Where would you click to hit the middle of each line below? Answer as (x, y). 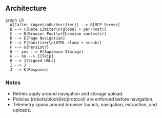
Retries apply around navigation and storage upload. (68, 94)
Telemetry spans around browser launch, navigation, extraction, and (85, 105)
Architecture (26, 8)
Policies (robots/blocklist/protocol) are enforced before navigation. (83, 99)
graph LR (15, 20)
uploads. (22, 110)
